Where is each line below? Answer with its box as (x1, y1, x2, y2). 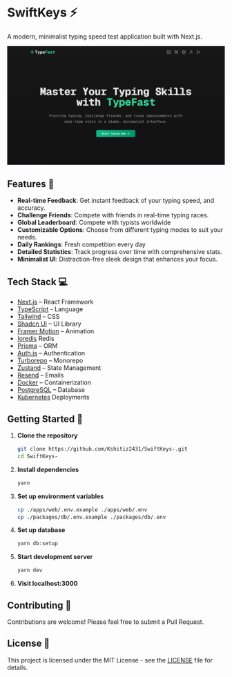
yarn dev (17, 567, 43, 574)
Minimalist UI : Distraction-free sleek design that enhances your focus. (17, 255, 218, 264)
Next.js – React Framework (17, 297, 94, 306)
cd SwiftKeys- (17, 453, 58, 460)
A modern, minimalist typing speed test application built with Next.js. (7, 32, 202, 41)
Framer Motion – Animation (17, 327, 95, 335)
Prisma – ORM (17, 342, 58, 350)
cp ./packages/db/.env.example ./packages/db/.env (17, 513, 166, 520)
